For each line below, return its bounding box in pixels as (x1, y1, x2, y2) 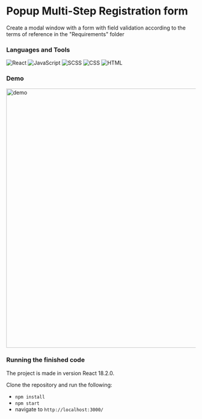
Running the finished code (6, 356, 85, 364)
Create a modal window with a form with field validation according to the (6, 24, 186, 31)
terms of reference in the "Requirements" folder (6, 30, 124, 37)
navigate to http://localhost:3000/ (14, 405, 104, 413)
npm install (14, 394, 45, 400)
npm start (14, 400, 40, 406)
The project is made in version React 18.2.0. (6, 369, 115, 377)
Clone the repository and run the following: (6, 381, 112, 388)
